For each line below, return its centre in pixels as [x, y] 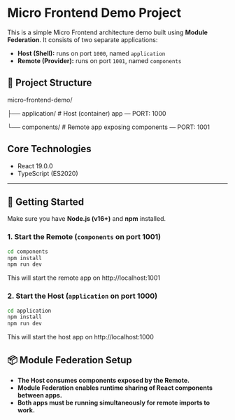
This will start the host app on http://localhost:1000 [80, 337]
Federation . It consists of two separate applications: [83, 39]
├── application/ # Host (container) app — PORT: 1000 [87, 113]
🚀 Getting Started [46, 202]
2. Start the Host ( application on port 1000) [83, 296]
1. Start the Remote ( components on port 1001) [84, 237]
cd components [28, 251]
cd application [29, 311]
